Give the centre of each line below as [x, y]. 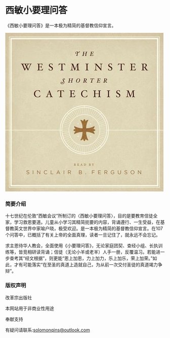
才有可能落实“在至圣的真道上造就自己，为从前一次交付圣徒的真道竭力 [86, 265]
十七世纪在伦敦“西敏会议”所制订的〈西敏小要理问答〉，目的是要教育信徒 [79, 216]
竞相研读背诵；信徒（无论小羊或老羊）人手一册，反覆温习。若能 [89, 252]
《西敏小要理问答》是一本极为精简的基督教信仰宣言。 [61, 25]
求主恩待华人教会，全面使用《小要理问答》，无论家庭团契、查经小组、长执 [82, 246]
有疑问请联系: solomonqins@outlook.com [48, 330]
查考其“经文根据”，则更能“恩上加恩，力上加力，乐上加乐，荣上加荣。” [81, 258]
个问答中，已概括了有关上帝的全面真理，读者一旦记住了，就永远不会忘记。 [83, 235]
